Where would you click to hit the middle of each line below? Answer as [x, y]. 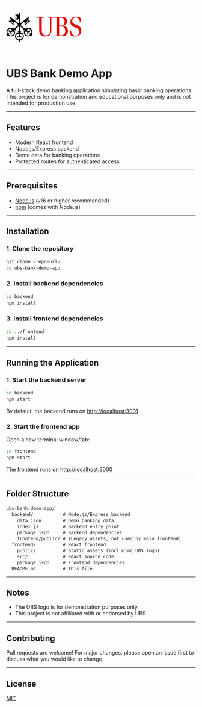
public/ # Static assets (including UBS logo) [89, 550]
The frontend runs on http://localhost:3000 [60, 469]
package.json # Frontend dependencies [71, 562]
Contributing [31, 638]
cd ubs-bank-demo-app [33, 268]
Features [23, 128]
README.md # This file [52, 568]
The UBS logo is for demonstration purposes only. [77, 607]
